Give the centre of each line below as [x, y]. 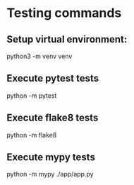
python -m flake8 [32, 135]
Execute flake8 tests [53, 118]
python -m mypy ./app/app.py [50, 174]
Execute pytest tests [53, 78]
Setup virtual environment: [67, 39]
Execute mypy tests [51, 157]
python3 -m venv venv [39, 56]
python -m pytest [32, 95]
